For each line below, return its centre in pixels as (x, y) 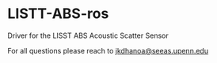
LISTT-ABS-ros (58, 14)
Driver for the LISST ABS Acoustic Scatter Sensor (88, 35)
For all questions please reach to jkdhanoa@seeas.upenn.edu (108, 50)
